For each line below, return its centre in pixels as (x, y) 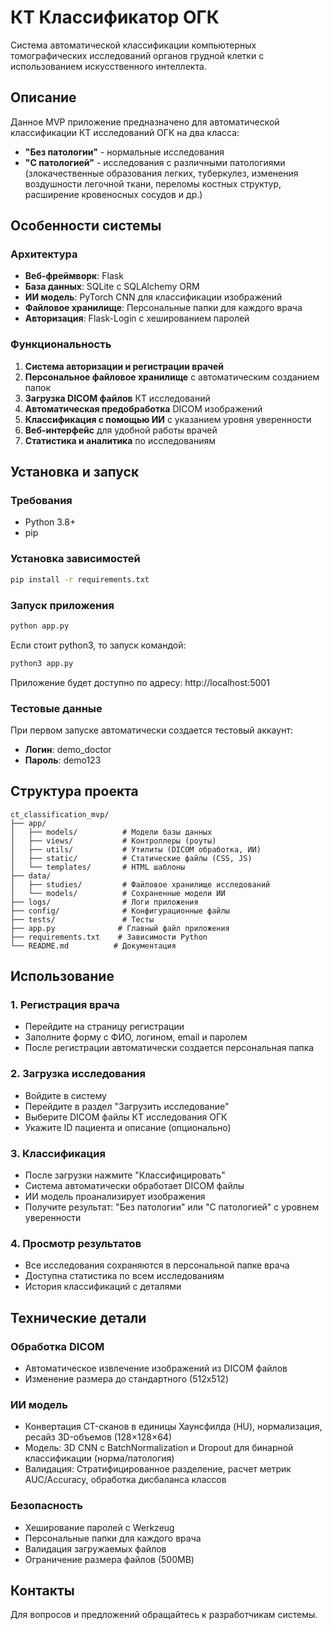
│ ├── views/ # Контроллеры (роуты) (113, 841)
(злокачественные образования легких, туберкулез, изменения (161, 173)
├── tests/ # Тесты (82, 919)
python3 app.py (42, 663)
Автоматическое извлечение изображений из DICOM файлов (156, 1368)
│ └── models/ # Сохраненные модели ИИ (118, 893)
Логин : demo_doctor (68, 749)
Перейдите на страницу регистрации (104, 1027)
